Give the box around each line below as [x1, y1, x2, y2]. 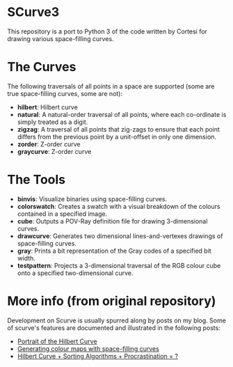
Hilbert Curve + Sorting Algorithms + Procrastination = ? [17, 352, 179, 360]
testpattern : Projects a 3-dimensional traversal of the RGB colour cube [17, 261, 221, 270]
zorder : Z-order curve [17, 140, 81, 148]
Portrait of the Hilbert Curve [17, 337, 97, 345]
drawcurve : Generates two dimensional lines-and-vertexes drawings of [17, 231, 223, 240]
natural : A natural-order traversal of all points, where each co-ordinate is [17, 110, 227, 118]
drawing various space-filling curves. [7, 34, 114, 42]
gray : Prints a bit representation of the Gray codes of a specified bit [17, 247, 212, 255]
